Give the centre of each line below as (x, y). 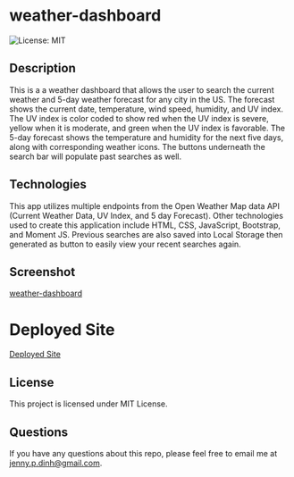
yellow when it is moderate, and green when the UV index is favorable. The (147, 128)
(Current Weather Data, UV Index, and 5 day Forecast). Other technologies (147, 215)
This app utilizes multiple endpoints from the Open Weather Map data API (144, 205)
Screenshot (42, 272)
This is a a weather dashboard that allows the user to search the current (142, 89)
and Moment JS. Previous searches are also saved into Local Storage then (146, 234)
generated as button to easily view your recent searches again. (125, 244)
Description (42, 68)
